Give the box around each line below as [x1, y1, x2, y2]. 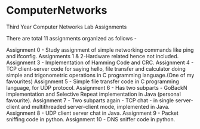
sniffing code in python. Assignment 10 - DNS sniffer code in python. [6, 115, 176, 122]
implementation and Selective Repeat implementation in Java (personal [6, 90, 181, 97]
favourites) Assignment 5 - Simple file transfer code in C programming [6, 78, 179, 85]
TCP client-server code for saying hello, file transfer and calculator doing [6, 65, 186, 72]
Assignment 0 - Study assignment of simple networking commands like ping [6, 46, 194, 54]
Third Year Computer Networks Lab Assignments [6, 23, 127, 30]
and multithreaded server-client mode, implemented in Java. [20, 103, 170, 110]
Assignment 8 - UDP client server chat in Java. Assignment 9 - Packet [6, 109, 179, 117]
